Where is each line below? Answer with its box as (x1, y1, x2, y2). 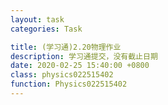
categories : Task (10, 24, 83, 34)
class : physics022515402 (10, 70, 114, 80)
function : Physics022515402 (10, 79, 128, 90)
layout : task (10, 14, 65, 25)
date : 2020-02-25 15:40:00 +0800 (10, 61, 150, 71)
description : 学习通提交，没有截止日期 (10, 51, 158, 61)
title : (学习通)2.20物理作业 (10, 42, 122, 52)
